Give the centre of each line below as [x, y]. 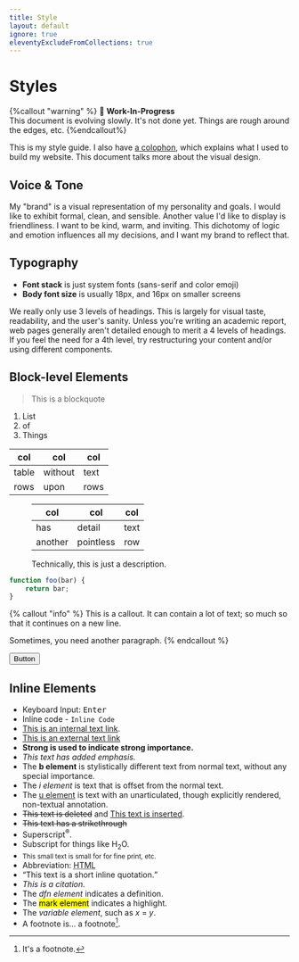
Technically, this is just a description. [99, 564]
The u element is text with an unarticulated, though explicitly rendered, [152, 795]
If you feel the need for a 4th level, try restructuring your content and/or [141, 339]
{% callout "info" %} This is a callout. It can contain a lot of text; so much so [148, 614]
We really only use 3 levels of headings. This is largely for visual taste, [138, 311]
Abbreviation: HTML [59, 865]
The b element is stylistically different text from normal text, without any [154, 767]
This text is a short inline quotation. [90, 875]
